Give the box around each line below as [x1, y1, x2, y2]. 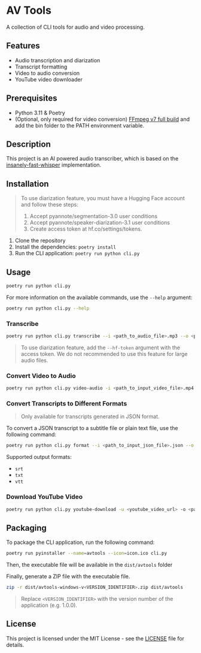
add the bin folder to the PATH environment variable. [14, 122, 145, 129]
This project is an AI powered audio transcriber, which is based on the [6, 155, 179, 162]
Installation [6, 179, 49, 189]
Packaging [6, 522, 47, 533]
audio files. [20, 356, 48, 364]
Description [6, 139, 51, 149]
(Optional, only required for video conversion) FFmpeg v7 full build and [14, 115, 190, 123]
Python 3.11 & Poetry [14, 109, 66, 116]
